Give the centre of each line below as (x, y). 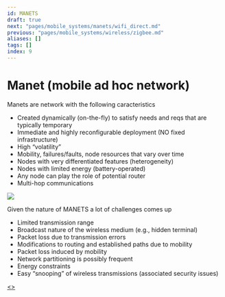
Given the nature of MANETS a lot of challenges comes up (90, 209)
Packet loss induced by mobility (62, 251)
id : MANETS (23, 13)
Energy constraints (44, 266)
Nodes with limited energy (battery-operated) (81, 168)
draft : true (24, 20)
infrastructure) (37, 139)
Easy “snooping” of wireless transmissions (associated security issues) (118, 273)
